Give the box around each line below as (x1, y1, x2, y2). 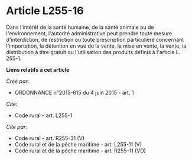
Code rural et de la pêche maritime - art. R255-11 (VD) (14, 147, 147, 154)
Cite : (6, 100, 18, 107)
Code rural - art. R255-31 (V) (14, 134, 84, 142)
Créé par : (6, 78, 30, 85)
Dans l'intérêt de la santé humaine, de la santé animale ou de (6, 24, 154, 31)
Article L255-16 (6, 4, 84, 18)
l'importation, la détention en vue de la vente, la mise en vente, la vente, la (6, 42, 187, 49)
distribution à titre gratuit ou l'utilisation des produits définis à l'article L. (6, 48, 181, 55)
